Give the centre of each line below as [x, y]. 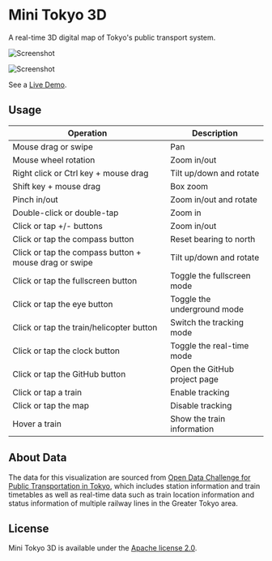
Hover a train [37, 424]
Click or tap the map [51, 405]
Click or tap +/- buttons [57, 226]
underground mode [207, 309]
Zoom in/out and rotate [213, 199]
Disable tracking [201, 405]
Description [215, 133]
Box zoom [189, 186]
